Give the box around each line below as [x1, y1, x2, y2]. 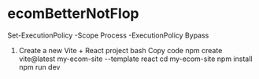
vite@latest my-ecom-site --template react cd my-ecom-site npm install [18, 54, 253, 63]
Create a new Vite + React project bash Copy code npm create [18, 45, 223, 55]
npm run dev [18, 62, 61, 71]
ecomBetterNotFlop [7, 5, 139, 23]
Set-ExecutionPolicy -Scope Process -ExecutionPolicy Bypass [7, 31, 209, 40]
